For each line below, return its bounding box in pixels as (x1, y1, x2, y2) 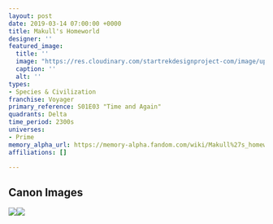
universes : (8, 125, 45, 134)
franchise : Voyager (8, 95, 75, 103)
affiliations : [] (8, 148, 67, 156)
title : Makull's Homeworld (8, 27, 100, 35)
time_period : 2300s (8, 118, 75, 126)
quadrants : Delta (8, 111, 67, 119)
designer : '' (8, 34, 53, 43)
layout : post (8, 11, 53, 20)
